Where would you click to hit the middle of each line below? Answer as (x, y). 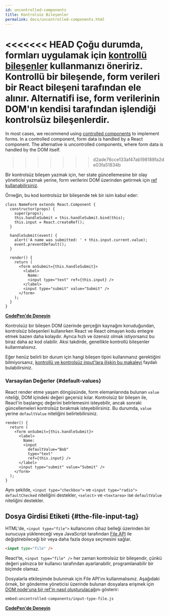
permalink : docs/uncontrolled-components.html (55, 19)
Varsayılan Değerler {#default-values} (53, 381)
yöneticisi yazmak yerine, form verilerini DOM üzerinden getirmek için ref (81, 180)
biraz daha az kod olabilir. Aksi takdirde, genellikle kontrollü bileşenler (77, 342)
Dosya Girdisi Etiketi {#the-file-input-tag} (72, 516)
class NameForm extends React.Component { (50, 205)
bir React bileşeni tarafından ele (73, 87)
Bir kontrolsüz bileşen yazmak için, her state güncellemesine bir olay (76, 175)
